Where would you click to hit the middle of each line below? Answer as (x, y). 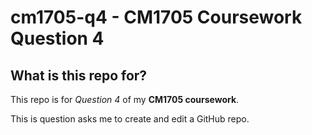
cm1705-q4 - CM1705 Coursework (156, 17)
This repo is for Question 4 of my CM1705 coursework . (125, 99)
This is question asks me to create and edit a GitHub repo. (130, 119)
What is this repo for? (79, 75)
